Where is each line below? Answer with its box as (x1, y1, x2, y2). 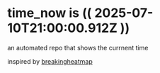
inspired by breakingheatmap (7, 57, 93, 65)
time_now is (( (7, 5, 92, 21)
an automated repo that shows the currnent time (7, 43, 149, 52)
